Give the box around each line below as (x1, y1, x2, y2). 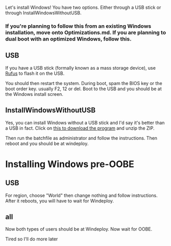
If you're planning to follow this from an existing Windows (5, 23, 152, 30)
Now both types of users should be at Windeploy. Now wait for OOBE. (5, 226, 153, 232)
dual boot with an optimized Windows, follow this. (5, 35, 132, 43)
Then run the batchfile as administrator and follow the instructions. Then (5, 135, 157, 141)
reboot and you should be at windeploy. (5, 140, 89, 147)
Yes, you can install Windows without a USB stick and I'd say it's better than (5, 119, 165, 126)
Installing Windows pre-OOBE (5, 158, 134, 170)
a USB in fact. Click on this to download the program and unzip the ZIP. (5, 125, 155, 131)
